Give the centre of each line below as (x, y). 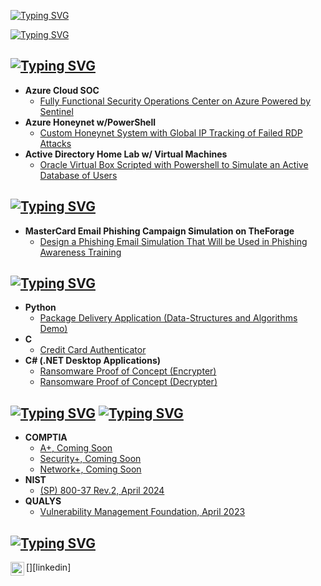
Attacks (55, 143)
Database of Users (78, 175)
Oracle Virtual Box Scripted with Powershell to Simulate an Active (174, 164)
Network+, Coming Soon (90, 469)
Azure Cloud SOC (62, 90)
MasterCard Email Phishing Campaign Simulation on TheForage (159, 231)
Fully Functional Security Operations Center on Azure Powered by (175, 101)
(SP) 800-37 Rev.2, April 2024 (102, 491)
